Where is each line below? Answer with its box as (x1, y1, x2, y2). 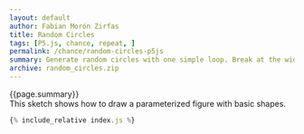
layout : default (9, 13, 71, 23)
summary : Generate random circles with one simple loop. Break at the (9, 55, 281, 64)
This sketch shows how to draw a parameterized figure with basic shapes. (9, 98, 287, 109)
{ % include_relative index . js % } (9, 115, 136, 125)
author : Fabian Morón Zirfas (9, 22, 119, 31)
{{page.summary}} (9, 88, 80, 100)
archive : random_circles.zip (9, 64, 119, 73)
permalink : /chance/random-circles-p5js (9, 47, 165, 56)
